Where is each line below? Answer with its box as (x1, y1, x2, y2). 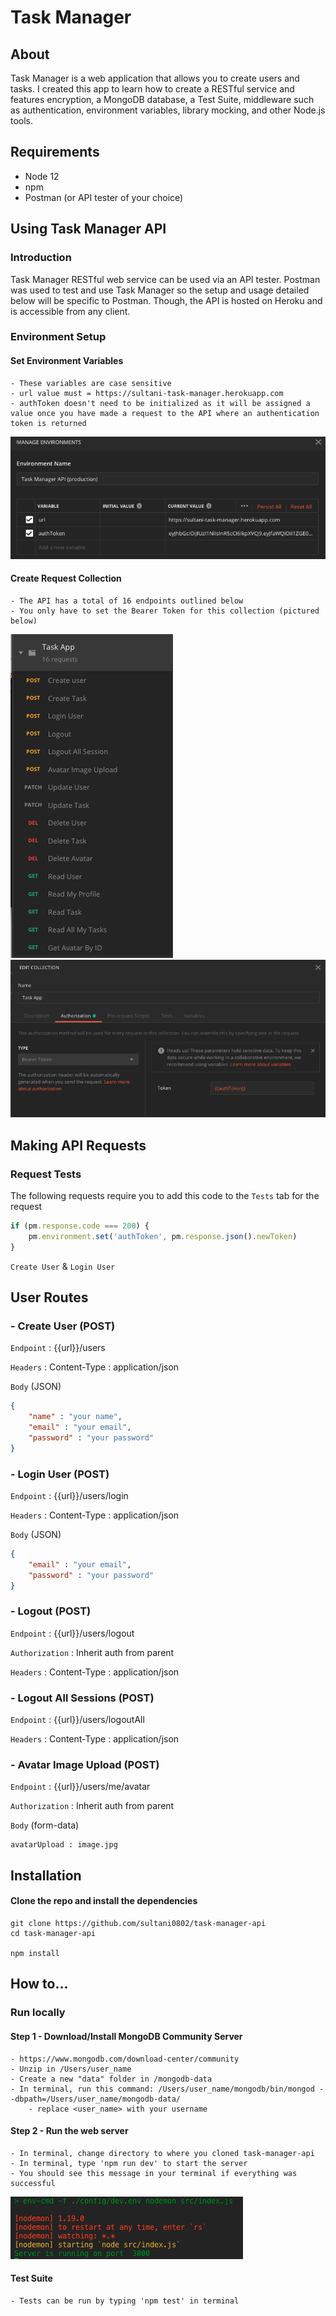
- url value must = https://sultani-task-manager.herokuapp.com (10, 388, 284, 398)
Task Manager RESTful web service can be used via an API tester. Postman (10, 273, 321, 285)
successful (10, 2178, 56, 2188)
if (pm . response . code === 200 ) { (10, 1221, 150, 1231)
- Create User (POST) (10, 1319, 116, 1333)
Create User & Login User (10, 1260, 116, 1272)
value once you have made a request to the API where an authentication (10, 408, 320, 418)
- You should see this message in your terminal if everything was (10, 2168, 298, 2178)
